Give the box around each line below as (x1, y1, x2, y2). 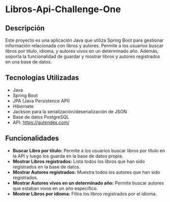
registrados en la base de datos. (12, 163, 80, 170)
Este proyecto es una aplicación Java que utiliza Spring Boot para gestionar (5, 37, 164, 43)
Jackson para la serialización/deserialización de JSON (12, 108, 127, 115)
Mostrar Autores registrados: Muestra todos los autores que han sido (12, 169, 160, 175)
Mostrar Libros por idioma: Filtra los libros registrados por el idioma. (12, 190, 157, 196)
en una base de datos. (5, 59, 52, 64)
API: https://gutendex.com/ (12, 119, 70, 125)
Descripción (5, 24, 45, 32)
